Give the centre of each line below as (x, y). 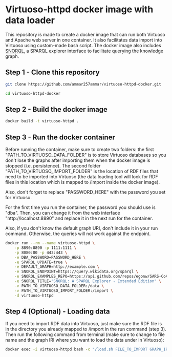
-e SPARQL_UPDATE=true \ (41, 262)
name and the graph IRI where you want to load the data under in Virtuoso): (85, 340)
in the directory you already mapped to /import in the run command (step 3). (86, 329)
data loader (30, 20)
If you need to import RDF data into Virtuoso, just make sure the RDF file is (84, 324)
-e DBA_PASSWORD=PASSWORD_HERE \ (50, 257)
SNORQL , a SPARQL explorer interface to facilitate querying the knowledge (84, 51)
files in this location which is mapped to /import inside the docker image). (83, 182)
